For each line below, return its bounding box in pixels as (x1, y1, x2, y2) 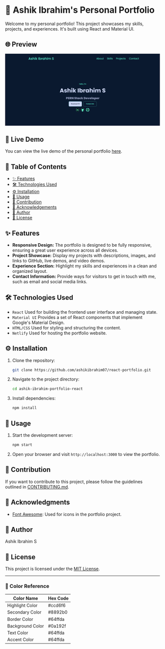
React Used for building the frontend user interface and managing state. (12, 309, 158, 315)
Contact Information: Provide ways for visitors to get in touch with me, (12, 273, 156, 279)
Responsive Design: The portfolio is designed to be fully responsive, (12, 242, 152, 248)
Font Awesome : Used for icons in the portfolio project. (12, 511, 122, 517)
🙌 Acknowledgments (5, 498, 70, 507)
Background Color (7, 623, 44, 629)
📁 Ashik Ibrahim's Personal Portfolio (5, 4, 155, 16)
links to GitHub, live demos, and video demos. (12, 258, 106, 263)
